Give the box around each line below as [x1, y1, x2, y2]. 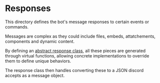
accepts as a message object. [5, 72, 65, 78]
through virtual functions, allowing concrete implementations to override [5, 53, 149, 58]
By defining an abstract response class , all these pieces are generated [5, 48, 146, 54]
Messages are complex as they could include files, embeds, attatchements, [5, 33, 156, 39]
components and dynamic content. [5, 38, 75, 44]
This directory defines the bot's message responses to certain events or [5, 19, 149, 25]
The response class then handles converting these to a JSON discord [5, 67, 144, 73]
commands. [5, 24, 29, 29]
